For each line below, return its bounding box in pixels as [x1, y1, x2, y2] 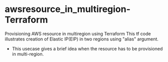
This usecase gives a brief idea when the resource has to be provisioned [12, 45, 163, 51]
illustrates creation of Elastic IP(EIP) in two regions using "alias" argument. [5, 36, 159, 42]
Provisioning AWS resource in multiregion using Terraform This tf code [5, 30, 151, 36]
